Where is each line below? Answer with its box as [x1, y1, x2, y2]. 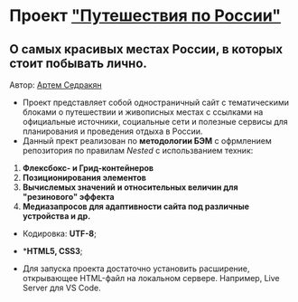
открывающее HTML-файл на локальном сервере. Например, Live [22, 273, 280, 283]
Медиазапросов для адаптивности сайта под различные [22, 201, 250, 212]
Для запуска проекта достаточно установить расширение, [22, 263, 250, 274]
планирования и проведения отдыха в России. [22, 126, 203, 137]
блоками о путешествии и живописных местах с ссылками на [22, 107, 264, 118]
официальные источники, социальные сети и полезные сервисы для [22, 117, 289, 127]
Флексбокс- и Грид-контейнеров [22, 163, 154, 173]
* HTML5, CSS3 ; [22, 246, 83, 256]
